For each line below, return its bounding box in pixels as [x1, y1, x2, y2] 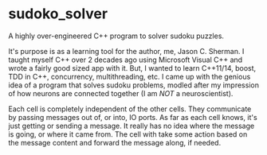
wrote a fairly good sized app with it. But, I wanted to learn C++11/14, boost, [8, 63, 257, 72]
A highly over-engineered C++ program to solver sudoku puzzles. [8, 31, 225, 41]
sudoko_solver [8, 5, 108, 23]
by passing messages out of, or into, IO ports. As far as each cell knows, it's [8, 112, 257, 122]
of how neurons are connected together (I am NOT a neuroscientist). [8, 88, 234, 98]
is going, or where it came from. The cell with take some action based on [8, 129, 248, 139]
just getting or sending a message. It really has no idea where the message [8, 121, 255, 130]
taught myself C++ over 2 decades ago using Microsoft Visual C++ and [8, 55, 243, 64]
